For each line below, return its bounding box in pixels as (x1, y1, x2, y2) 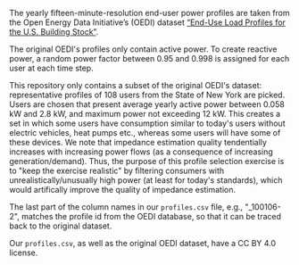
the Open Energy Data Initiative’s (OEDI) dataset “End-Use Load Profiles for (9, 17, 286, 28)
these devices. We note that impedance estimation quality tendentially (9, 137, 268, 147)
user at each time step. (9, 62, 94, 73)
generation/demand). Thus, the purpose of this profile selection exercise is (9, 156, 285, 166)
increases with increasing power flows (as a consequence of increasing (9, 146, 274, 157)
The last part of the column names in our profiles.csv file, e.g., (9, 202, 244, 212)
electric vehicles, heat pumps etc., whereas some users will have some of (9, 128, 281, 137)
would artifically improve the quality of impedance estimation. (9, 185, 237, 195)
